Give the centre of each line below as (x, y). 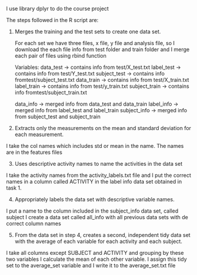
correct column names (34, 223)
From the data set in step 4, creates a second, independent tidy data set (102, 235)
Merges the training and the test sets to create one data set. (88, 31)
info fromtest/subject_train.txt (51, 92)
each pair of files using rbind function (60, 56)
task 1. (14, 188)
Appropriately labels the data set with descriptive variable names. (94, 199)
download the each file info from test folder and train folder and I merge (102, 49)
